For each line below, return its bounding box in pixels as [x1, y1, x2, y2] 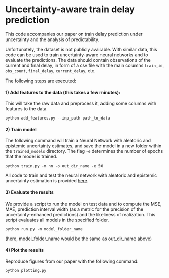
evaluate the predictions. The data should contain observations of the [5, 57, 151, 63]
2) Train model [5, 126, 37, 132]
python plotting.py [5, 268, 47, 273]
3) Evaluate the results [5, 189, 54, 195]
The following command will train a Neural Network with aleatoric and [5, 138, 151, 144]
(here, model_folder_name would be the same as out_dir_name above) [5, 235, 152, 242]
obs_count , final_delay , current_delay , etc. [5, 67, 96, 74]
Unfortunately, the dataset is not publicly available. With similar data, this [5, 46, 157, 52]
